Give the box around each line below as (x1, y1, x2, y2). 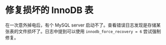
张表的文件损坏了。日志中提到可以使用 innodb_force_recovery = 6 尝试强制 (5, 28, 161, 34)
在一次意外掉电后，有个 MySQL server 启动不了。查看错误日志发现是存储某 (5, 22, 161, 28)
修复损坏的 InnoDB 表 (5, 4, 94, 16)
